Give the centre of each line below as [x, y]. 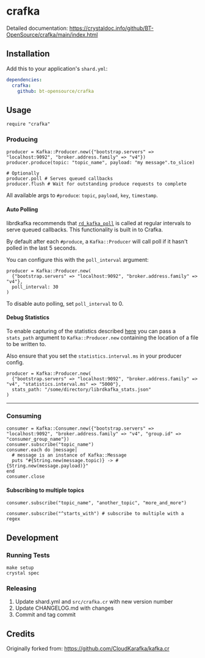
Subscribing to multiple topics [45, 490]
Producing [22, 140]
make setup [20, 568]
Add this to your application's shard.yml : [57, 68]
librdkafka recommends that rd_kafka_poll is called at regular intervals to [99, 223]
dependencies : [24, 80]
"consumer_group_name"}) [38, 439]
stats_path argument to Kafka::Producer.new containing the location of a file [103, 338]
